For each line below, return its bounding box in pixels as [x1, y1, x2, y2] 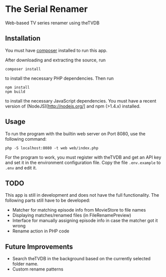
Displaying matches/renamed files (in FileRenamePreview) [12, 212, 131, 219]
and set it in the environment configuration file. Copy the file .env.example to [5, 160, 161, 166]
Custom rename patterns [12, 266, 63, 272]
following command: [5, 136, 47, 142]
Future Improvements [5, 242, 73, 251]
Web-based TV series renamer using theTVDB [5, 20, 100, 26]
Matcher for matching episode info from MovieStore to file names [12, 207, 146, 213]
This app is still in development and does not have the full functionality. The [5, 192, 160, 198]
